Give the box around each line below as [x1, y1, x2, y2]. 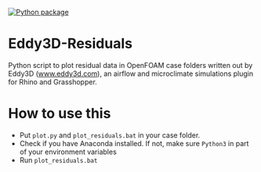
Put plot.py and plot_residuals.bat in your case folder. [19, 130, 201, 140]
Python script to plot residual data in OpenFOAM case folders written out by [8, 60, 253, 70]
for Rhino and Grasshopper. [8, 77, 98, 86]
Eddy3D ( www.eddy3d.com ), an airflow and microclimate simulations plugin [8, 69, 254, 78]
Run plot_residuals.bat [19, 155, 98, 164]
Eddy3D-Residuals [8, 35, 133, 52]
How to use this [8, 105, 111, 123]
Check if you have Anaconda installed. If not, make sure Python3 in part [19, 138, 249, 148]
